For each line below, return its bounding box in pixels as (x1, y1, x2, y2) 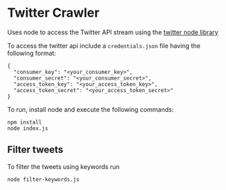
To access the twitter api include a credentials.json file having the (7, 41, 201, 50)
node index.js (7, 124, 49, 132)
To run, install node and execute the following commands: (7, 105, 174, 113)
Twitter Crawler (7, 5, 100, 21)
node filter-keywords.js (7, 176, 80, 183)
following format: (7, 49, 57, 57)
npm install (7, 119, 42, 126)
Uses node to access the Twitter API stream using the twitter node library (7, 28, 219, 36)
